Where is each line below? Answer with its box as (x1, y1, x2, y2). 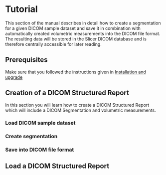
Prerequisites (5, 56, 48, 64)
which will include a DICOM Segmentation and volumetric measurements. (5, 107, 156, 113)
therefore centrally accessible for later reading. (5, 41, 102, 47)
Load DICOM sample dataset (5, 120, 76, 127)
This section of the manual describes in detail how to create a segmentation (5, 20, 161, 26)
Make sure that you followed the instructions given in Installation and (5, 69, 146, 75)
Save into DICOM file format (5, 146, 74, 153)
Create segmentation (5, 133, 58, 140)
